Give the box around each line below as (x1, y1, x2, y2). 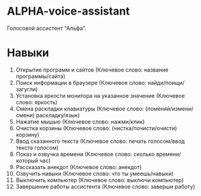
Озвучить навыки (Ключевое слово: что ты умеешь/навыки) (15, 170, 174, 177)
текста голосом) (15, 143, 59, 151)
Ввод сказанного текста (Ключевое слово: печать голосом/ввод (15, 137, 185, 145)
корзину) (15, 131, 40, 138)
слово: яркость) (15, 98, 57, 106)
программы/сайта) (15, 72, 66, 80)
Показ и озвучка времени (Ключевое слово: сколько (15, 150, 155, 158)
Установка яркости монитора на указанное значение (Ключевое (15, 92, 185, 99)
